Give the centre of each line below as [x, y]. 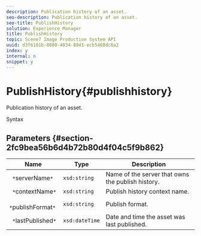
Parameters [28, 138]
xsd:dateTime [82, 221]
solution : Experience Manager [44, 28]
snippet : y [20, 62]
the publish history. [133, 182]
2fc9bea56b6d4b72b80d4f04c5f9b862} [85, 147]
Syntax [15, 119]
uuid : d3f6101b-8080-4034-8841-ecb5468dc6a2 [63, 45]
